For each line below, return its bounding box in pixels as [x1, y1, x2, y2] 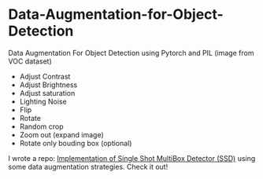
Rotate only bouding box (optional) [19, 138, 132, 148]
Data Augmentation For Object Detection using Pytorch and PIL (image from [8, 48, 254, 57]
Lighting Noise [19, 97, 67, 106]
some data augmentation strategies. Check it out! [8, 162, 169, 171]
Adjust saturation [19, 88, 76, 97]
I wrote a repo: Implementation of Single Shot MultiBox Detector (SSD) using [8, 153, 256, 163]
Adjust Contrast [19, 71, 71, 81]
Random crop [19, 122, 65, 131]
